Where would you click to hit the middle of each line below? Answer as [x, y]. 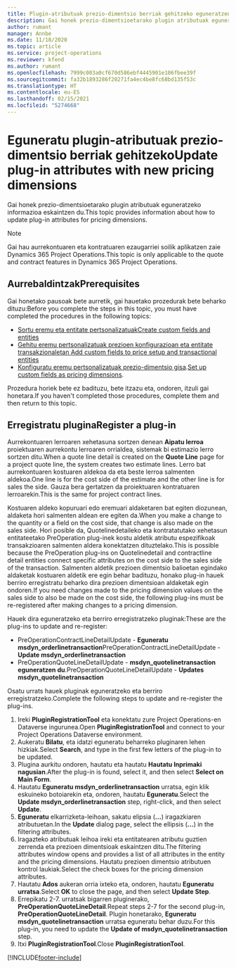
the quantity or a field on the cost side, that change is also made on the [110, 523]
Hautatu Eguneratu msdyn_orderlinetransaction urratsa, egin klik [113, 787]
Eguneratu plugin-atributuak [92, 140]
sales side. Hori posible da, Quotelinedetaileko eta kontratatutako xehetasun [117, 530]
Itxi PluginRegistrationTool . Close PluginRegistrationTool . [101, 944]
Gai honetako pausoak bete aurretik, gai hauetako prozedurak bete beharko [117, 301]
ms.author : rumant [34, 66]
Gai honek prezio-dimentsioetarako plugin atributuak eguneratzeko [104, 204]
